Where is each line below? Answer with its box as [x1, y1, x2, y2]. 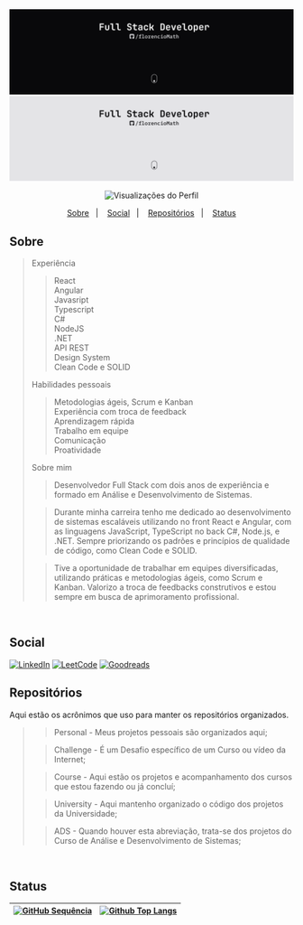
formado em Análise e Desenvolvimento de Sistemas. [53, 490, 252, 500]
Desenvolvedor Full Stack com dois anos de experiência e [53, 480, 270, 491]
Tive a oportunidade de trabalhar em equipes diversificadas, [53, 563, 279, 574]
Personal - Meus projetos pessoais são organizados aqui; [53, 726, 268, 737]
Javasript [53, 294, 89, 305]
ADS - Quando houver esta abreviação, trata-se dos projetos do [53, 826, 292, 836]
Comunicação [53, 435, 106, 446]
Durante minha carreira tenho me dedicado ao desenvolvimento [53, 507, 291, 518]
